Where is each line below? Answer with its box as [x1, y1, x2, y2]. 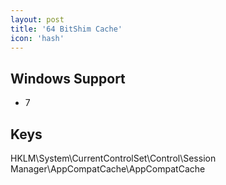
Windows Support [10, 70, 126, 87]
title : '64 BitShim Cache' [10, 24, 123, 34]
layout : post [10, 14, 65, 25]
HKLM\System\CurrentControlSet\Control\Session [10, 152, 217, 164]
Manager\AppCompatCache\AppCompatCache [10, 163, 206, 175]
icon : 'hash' [10, 33, 65, 43]
